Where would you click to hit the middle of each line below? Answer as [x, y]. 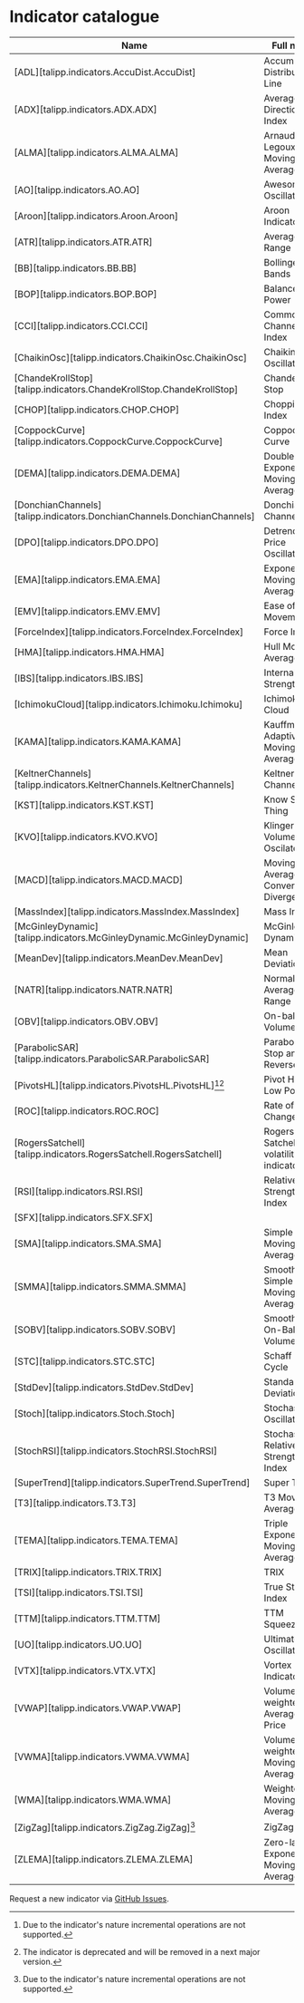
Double [279, 456]
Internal [280, 673]
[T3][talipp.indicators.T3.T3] [76, 1503]
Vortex [278, 1665]
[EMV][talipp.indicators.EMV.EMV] [87, 611]
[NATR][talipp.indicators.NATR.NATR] [94, 990]
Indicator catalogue [85, 17]
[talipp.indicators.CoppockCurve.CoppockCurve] [119, 441]
